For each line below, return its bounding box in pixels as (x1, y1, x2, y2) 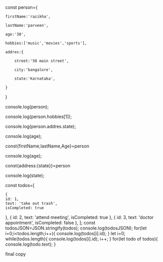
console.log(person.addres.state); (5, 124, 76, 129)
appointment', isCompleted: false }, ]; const (5, 220, 96, 226)
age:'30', (5, 32, 26, 37)
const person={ (5, 5, 38, 10)
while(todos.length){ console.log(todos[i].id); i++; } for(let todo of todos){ (5, 236, 158, 242)
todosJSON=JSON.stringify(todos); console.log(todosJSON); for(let (5, 225, 147, 231)
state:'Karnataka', (14, 76, 56, 81)
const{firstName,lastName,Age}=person (5, 143, 90, 149)
